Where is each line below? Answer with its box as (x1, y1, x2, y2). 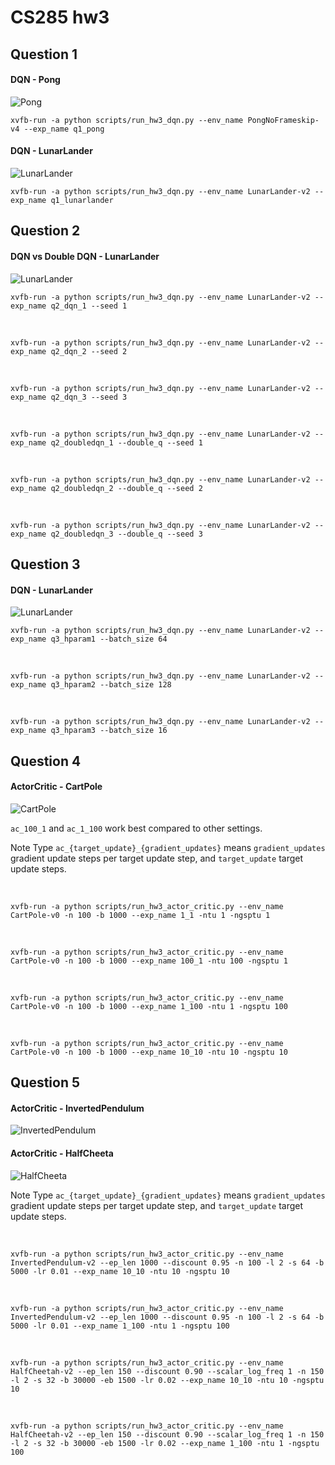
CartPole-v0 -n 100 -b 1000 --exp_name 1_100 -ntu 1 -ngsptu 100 (10, 1001, 288, 1011)
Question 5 (10, 1074, 81, 1091)
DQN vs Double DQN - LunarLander (10, 250, 160, 262)
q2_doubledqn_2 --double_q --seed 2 (50, 483, 203, 493)
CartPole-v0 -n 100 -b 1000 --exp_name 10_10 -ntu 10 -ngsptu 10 (10, 1047, 288, 1057)
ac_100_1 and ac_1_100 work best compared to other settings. (10, 822, 263, 834)
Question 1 (10, 46, 78, 63)
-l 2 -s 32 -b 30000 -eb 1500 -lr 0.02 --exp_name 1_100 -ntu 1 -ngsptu (10, 1438, 320, 1448)
